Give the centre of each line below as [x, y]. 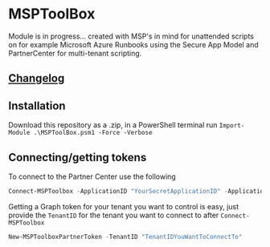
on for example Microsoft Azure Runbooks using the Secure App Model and [133, 44]
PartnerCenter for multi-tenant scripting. [75, 53]
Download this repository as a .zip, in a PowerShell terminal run [113, 125]
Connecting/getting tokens [78, 157]
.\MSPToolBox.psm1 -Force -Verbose [93, 133]
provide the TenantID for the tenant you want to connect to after [114, 215]
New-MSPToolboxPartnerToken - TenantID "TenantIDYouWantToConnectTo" [125, 237]
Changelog [37, 78]
